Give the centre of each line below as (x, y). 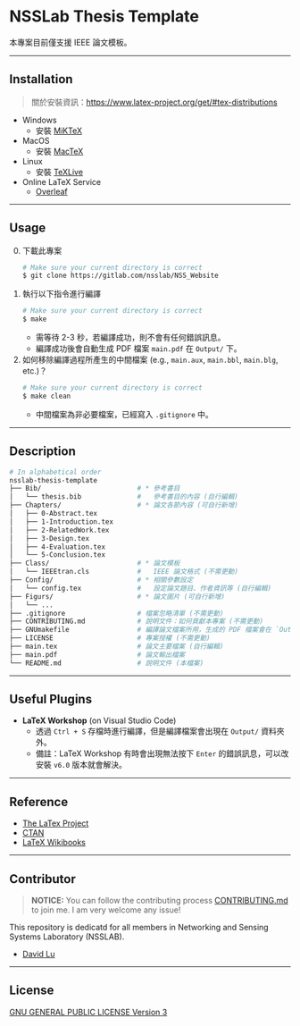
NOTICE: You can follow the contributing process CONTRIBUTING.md (159, 901)
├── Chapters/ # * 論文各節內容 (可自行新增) (124, 505)
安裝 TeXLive (59, 172)
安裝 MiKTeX (59, 130)
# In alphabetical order (55, 472)
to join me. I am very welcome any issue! (106, 910)
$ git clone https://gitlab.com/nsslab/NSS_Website (120, 276)
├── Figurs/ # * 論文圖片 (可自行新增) (117, 596)
